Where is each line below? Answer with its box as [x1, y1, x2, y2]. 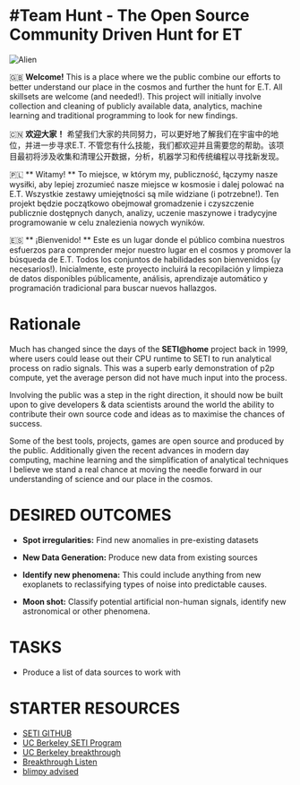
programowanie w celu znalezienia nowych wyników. [9, 217, 205, 228]
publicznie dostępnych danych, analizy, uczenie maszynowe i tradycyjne [9, 207, 278, 218]
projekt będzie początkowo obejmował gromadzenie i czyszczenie [9, 198, 254, 209]
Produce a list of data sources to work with [21, 667, 181, 677]
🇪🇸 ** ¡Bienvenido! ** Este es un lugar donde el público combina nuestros [9, 234, 285, 245]
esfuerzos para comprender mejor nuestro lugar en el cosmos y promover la [9, 244, 291, 255]
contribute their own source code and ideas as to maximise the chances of [9, 409, 285, 419]
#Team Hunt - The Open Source [9, 5, 250, 26]
